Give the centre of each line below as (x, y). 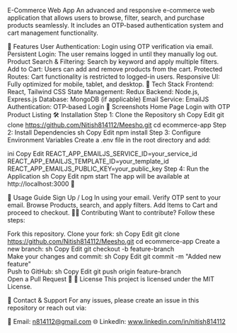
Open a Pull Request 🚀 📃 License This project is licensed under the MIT (111, 279)
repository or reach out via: (47, 308)
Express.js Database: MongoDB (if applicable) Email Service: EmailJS (108, 99)
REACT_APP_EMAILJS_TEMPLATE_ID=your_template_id (88, 161)
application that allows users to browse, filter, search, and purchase (106, 18)
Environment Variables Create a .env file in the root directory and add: (109, 140)
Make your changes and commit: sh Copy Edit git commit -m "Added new (114, 256)
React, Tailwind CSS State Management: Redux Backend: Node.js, (103, 92)
